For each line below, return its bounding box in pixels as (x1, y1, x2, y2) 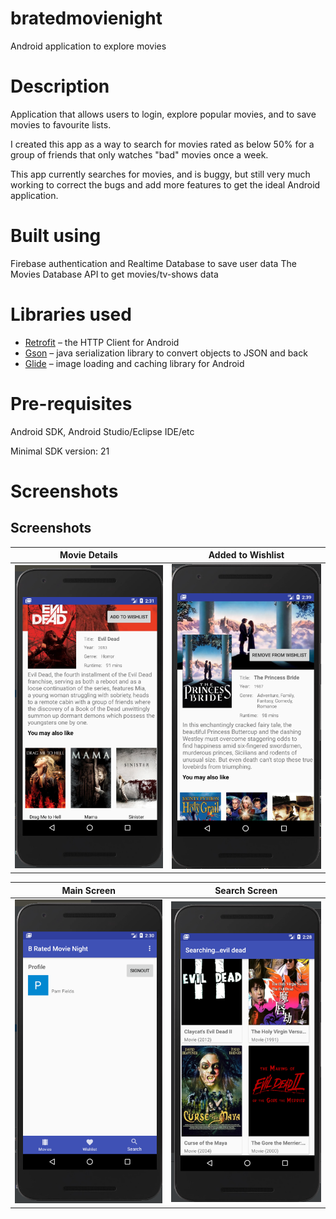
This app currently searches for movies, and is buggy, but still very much (10, 168, 311, 180)
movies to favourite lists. (10, 118, 112, 131)
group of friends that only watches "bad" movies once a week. (10, 148, 269, 161)
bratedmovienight (10, 7, 163, 30)
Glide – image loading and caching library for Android (24, 357, 245, 369)
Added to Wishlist (208, 549, 285, 561)
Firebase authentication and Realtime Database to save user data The (10, 257, 297, 269)
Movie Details (59, 549, 118, 561)
